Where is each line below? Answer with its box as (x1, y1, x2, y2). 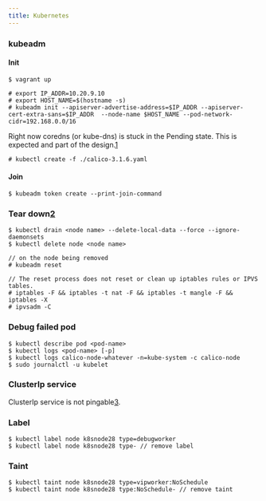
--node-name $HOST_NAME (100, 110, 180, 118)
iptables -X (8, 296, 48, 304)
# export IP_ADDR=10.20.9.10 (8, 89, 105, 97)
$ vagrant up (8, 75, 52, 84)
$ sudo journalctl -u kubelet (8, 361, 109, 369)
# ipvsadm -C (8, 303, 52, 311)
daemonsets (8, 233, 45, 242)
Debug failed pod (8, 322, 76, 333)
